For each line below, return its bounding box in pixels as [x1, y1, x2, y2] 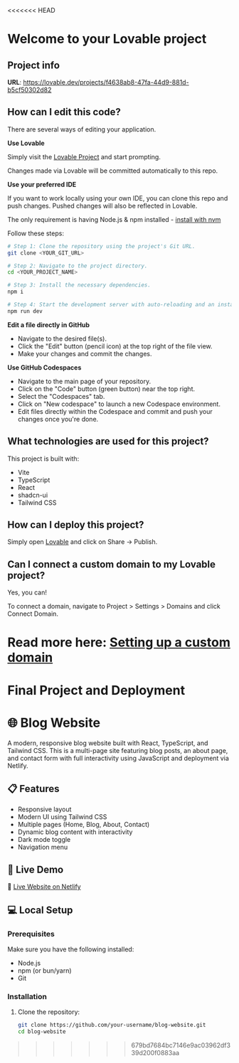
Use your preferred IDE [7, 180, 77, 188]
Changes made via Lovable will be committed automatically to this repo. [7, 166, 218, 175]
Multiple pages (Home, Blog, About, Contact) [17, 821, 150, 829]
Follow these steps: [7, 229, 64, 237]
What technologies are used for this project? [7, 435, 209, 447]
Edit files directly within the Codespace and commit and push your [17, 407, 213, 415]
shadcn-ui [17, 491, 48, 499]
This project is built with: [7, 454, 80, 463]
